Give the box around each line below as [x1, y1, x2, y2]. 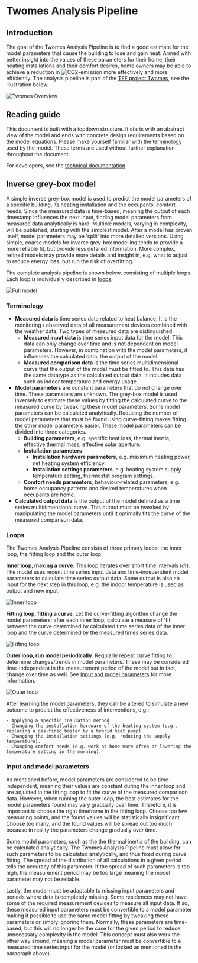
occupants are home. [23, 491, 76, 498]
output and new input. [6, 587, 60, 594]
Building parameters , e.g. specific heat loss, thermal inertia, [23, 434, 171, 441]
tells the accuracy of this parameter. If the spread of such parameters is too [6, 862, 190, 870]
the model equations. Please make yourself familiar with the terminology [6, 138, 182, 145]
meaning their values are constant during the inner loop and [39, 782, 186, 789]
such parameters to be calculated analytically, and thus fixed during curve [6, 850, 187, 857]
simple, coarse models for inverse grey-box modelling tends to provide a [6, 238, 183, 246]
